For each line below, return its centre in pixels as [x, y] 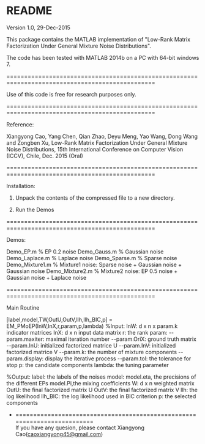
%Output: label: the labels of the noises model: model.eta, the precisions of [101, 377]
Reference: [20, 124]
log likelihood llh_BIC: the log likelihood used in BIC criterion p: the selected [101, 396]
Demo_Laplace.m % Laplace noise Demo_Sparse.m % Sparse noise [92, 258]
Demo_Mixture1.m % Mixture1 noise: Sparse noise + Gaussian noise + [94, 264]
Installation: [21, 186]
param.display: [25, 358]
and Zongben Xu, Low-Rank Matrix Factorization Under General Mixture [97, 143]
